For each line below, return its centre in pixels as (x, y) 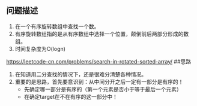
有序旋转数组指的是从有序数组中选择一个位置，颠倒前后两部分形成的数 (102, 34)
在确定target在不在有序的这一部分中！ (71, 96)
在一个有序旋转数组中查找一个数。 (57, 26)
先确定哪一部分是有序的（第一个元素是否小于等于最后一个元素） (103, 89)
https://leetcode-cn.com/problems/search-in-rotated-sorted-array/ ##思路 (99, 61)
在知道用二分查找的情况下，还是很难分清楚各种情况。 (81, 74)
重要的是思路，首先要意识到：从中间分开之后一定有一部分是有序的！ (99, 81)
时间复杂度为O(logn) (40, 49)
